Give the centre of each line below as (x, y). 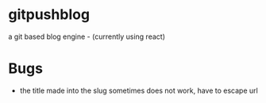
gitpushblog (49, 15)
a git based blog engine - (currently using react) (87, 36)
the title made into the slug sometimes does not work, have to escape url (139, 90)
